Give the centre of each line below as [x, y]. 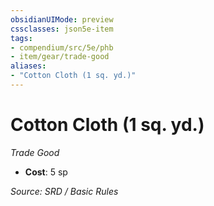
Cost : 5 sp [46, 172]
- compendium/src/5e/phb [62, 47]
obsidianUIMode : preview [62, 19]
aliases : [28, 66]
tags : [21, 38]
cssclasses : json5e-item [62, 29]
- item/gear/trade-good [60, 57]
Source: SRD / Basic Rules [64, 191]
